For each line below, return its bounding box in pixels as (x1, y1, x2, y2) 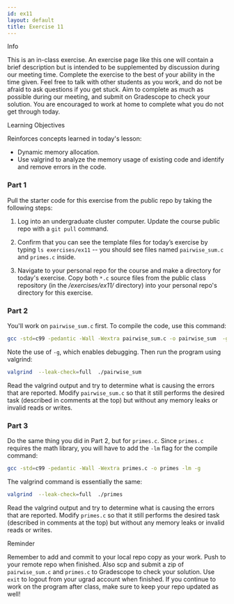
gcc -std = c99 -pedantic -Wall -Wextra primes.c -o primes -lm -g (7, 465, 201, 472)
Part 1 (7, 180, 26, 190)
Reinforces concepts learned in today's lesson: (7, 134, 142, 143)
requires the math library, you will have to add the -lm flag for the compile (7, 444, 218, 453)
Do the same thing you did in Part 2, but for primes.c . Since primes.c (7, 437, 204, 445)
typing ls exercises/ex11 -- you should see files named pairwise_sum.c (17, 245, 224, 254)
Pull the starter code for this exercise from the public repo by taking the (7, 196, 212, 204)
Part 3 (7, 421, 29, 431)
